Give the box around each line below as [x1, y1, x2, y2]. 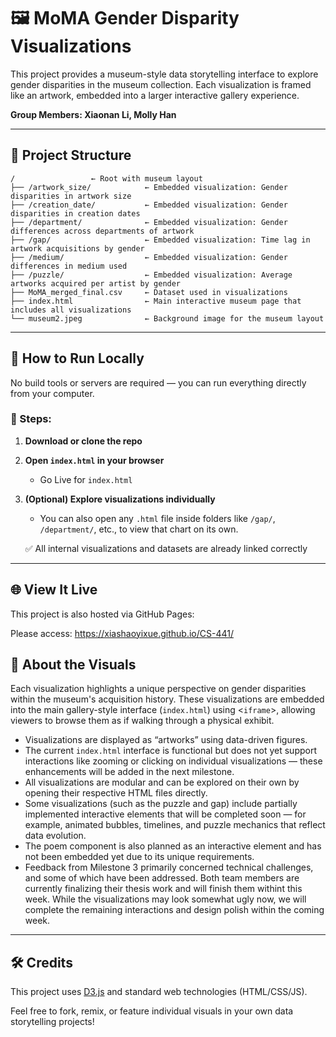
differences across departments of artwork [10, 226, 195, 236]
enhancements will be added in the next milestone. [24, 766, 235, 778]
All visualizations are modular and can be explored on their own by [24, 776, 300, 789]
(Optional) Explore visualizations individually [24, 493, 216, 505]
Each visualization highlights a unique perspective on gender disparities [10, 683, 307, 695]
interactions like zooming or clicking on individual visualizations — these [24, 755, 323, 767]
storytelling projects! [10, 1016, 95, 1028]
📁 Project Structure [10, 147, 132, 164]
